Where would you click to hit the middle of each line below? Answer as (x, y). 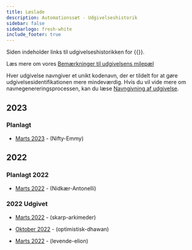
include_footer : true (34, 35)
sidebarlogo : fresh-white (39, 29)
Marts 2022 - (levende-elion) (52, 241)
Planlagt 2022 (27, 175)
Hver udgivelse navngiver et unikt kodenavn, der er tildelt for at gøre (92, 76)
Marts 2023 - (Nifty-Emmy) (49, 138)
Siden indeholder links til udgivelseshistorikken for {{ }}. (76, 52)
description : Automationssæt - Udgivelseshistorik (72, 18)
